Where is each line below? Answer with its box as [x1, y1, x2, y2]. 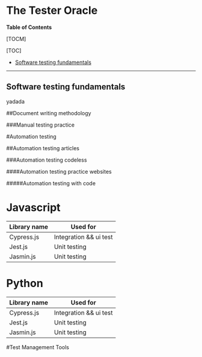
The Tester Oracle [6, 4, 98, 17]
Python [6, 276, 43, 290]
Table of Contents [6, 24, 52, 31]
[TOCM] [6, 35, 26, 42]
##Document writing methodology [6, 109, 91, 116]
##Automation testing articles [6, 144, 80, 151]
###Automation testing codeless [6, 156, 87, 163]
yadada [6, 98, 25, 105]
